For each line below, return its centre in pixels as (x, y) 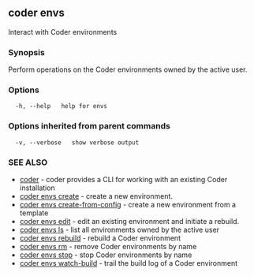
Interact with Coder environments (63, 32)
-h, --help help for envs (62, 106)
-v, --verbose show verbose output (77, 142)
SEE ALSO (28, 162)
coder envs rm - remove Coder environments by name (108, 246)
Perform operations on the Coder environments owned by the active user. (128, 69)
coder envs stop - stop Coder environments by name (106, 255)
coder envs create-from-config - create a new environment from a (128, 205)
